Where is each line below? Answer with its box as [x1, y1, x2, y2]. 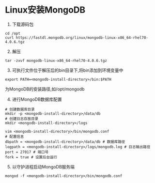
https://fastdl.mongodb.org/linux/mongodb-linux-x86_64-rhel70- [15, 35, 149, 40]
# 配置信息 [5, 134, 24, 139]
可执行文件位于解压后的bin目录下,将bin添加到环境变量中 [12, 67, 124, 73]
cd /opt [5, 31, 21, 36]
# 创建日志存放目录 [5, 116, 39, 121]
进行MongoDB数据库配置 [12, 96, 62, 102]
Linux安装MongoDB [5, 4, 86, 15]
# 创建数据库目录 [5, 107, 35, 112]
